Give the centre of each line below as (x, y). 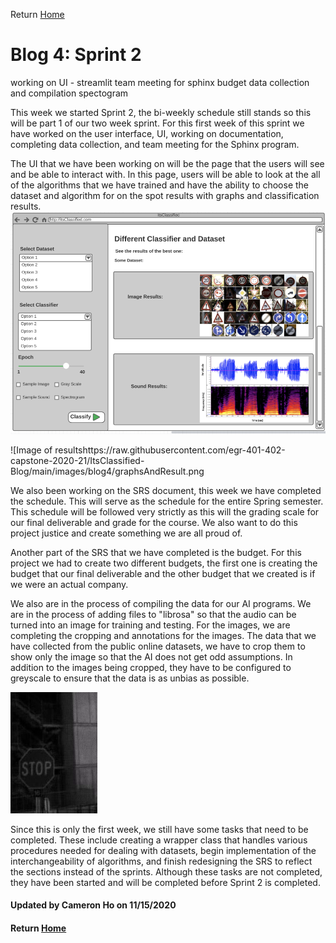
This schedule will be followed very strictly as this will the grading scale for (165, 511)
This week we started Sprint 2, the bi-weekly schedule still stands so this (161, 112)
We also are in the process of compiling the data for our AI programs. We (161, 603)
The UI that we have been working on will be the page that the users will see (167, 163)
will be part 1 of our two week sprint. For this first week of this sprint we (157, 123)
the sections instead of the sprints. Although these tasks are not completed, (166, 871)
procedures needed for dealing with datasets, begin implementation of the (163, 850)
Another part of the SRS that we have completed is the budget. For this (156, 552)
